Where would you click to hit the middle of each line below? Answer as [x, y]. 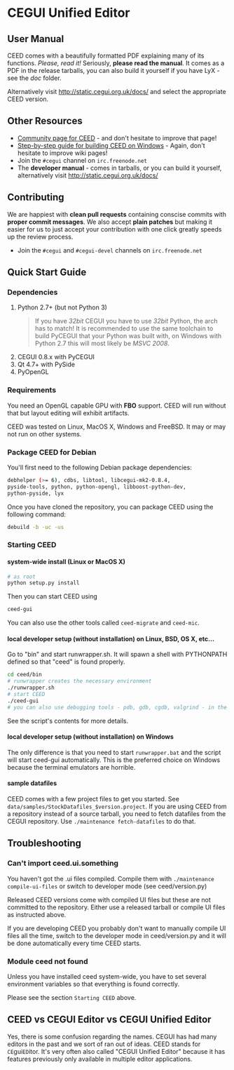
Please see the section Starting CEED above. [72, 997]
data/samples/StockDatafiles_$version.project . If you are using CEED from [117, 807]
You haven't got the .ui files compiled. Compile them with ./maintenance [111, 878]
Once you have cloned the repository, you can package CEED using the [110, 507]
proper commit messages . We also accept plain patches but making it [110, 222]
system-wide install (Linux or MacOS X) [67, 561]
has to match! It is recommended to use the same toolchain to [124, 328]
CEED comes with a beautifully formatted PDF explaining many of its [106, 55]
